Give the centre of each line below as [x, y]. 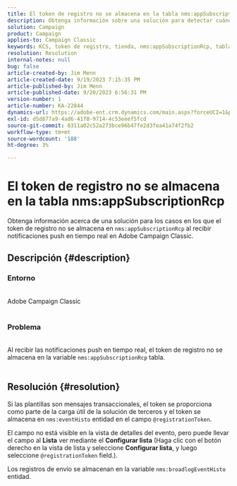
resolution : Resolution [42, 54]
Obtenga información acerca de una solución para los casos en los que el [114, 221]
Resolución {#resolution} [64, 387]
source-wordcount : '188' [44, 138]
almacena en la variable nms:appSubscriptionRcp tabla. [86, 357]
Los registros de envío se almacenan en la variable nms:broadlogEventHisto [116, 469]
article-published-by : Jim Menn [55, 86]
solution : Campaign [36, 27]
